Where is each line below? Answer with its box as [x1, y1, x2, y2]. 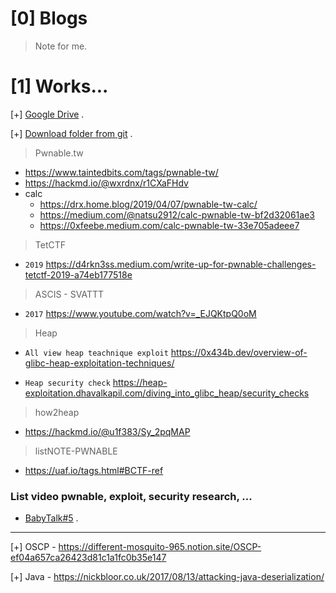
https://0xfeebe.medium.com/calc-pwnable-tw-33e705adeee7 [39, 219, 300, 231]
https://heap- [112, 376, 168, 388]
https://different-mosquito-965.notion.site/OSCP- [58, 541, 262, 553]
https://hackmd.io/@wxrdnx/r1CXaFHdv [24, 177, 189, 189]
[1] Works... [10, 75, 109, 98]
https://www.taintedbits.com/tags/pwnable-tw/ [24, 166, 219, 178]
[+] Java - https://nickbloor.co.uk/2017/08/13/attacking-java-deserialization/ [10, 571, 325, 583]
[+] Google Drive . [10, 108, 85, 120]
